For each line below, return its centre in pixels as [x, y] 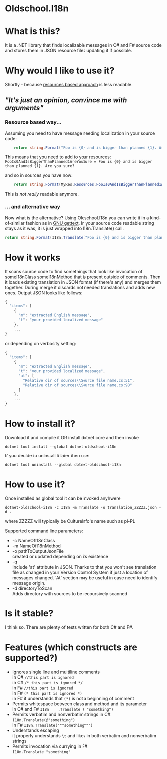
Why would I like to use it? [60, 71]
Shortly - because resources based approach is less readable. [69, 85]
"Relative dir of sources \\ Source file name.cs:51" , [79, 380]
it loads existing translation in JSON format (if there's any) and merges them [83, 282]
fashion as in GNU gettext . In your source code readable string [90, 223]
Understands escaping [36, 730]
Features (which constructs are [71, 648]
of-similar [15, 223]
